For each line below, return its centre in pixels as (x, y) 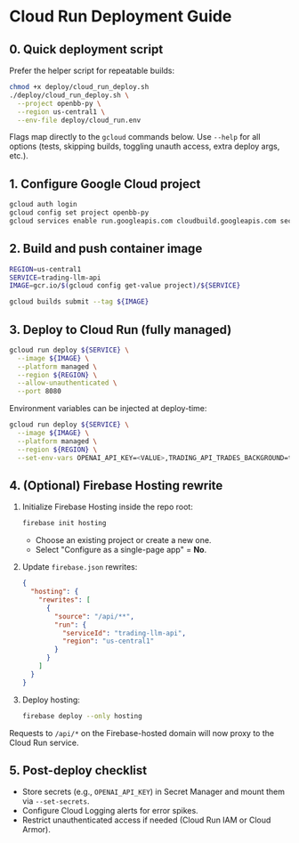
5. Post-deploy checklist (78, 770)
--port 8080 (40, 392)
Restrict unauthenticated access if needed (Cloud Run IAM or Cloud (146, 820)
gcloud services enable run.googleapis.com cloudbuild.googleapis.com (143, 221)
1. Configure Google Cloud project (105, 184)
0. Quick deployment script (86, 49)
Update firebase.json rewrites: (80, 567)
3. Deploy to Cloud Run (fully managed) (121, 330)
